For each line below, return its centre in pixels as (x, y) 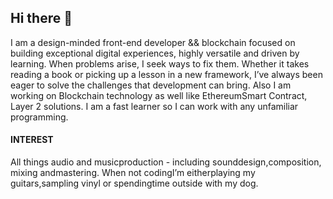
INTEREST (32, 140)
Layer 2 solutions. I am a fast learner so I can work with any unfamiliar (154, 106)
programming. (39, 117)
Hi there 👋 (41, 18)
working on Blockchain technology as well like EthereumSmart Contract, (159, 95)
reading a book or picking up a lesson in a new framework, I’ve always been (166, 74)
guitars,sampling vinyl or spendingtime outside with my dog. (134, 183)
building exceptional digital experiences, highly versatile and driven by (155, 53)
